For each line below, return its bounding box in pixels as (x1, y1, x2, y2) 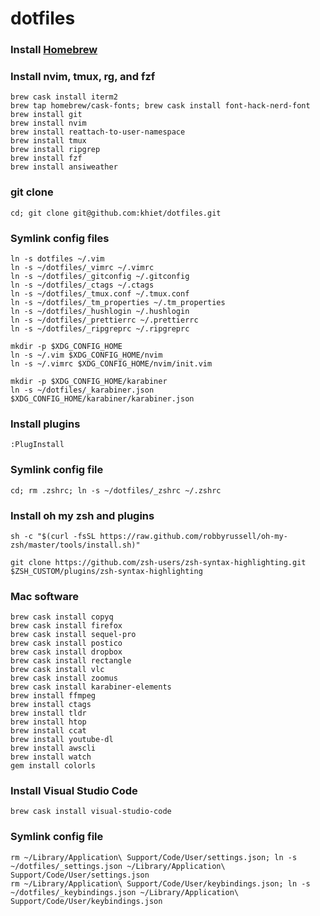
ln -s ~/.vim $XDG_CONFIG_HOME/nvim (10, 350, 163, 360)
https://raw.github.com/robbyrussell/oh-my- (99, 531, 288, 541)
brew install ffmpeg (10, 691, 97, 701)
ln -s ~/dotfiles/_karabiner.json (10, 385, 155, 395)
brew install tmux (10, 136, 87, 146)
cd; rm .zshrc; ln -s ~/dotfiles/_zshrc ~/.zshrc (10, 485, 222, 496)
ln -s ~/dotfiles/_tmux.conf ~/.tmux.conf (10, 289, 190, 299)
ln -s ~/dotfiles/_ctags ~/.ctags (10, 280, 155, 290)
